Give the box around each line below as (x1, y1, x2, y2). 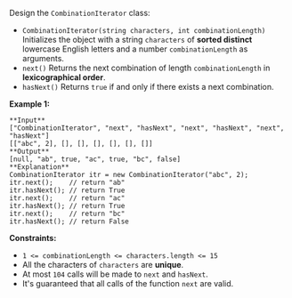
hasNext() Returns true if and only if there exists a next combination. (21, 82, 274, 92)
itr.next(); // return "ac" (9, 194, 126, 203)
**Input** (9, 116, 46, 125)
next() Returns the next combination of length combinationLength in (21, 62, 271, 73)
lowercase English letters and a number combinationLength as (21, 44, 248, 54)
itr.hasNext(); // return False (9, 217, 129, 226)
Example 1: (9, 99, 51, 109)
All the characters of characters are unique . (21, 260, 184, 270)
